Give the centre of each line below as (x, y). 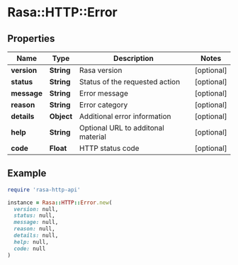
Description (134, 58)
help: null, (32, 242)
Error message (104, 93)
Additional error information (125, 116)
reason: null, (34, 229)
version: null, (36, 209)
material (92, 137)
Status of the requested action (130, 82)
